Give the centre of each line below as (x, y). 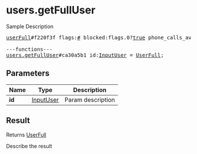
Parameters (28, 73)
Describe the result (29, 146)
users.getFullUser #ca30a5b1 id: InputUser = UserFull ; (85, 55)
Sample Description (30, 26)
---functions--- (29, 49)
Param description (90, 100)
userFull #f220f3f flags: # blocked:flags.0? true (76, 37)
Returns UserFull (26, 135)
